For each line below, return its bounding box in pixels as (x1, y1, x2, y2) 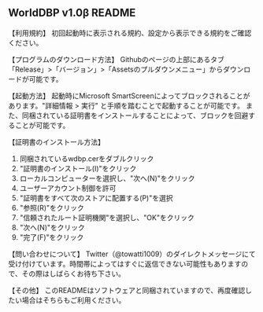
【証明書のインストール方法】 (8, 137, 105, 146)
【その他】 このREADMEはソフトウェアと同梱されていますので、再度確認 (8, 285, 246, 295)
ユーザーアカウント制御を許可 (19, 183, 117, 193)
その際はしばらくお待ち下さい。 (21, 269, 126, 278)
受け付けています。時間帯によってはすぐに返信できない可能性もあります (8, 259, 242, 268)
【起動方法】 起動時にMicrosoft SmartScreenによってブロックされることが (8, 90, 250, 101)
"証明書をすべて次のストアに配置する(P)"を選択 (19, 193, 173, 203)
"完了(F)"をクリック (19, 232, 84, 242)
